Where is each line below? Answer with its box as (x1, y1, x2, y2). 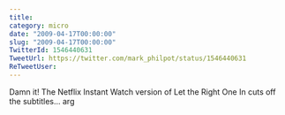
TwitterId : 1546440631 (9, 46, 93, 55)
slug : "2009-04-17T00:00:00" (9, 37, 116, 47)
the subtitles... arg (9, 96, 75, 106)
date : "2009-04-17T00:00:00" (9, 29, 116, 38)
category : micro (9, 21, 69, 30)
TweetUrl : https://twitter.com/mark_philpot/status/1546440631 (9, 54, 247, 63)
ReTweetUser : (9, 63, 57, 72)
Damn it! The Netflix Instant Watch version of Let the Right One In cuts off (9, 86, 276, 97)
